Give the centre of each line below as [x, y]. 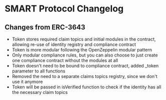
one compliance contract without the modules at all [65, 60]
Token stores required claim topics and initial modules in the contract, [84, 39]
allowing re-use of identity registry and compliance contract [74, 44]
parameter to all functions [39, 71]
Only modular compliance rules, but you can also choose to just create [85, 55]
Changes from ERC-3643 [45, 27]
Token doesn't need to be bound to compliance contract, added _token [85, 66]
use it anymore [27, 81]
